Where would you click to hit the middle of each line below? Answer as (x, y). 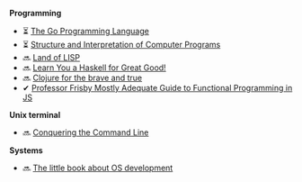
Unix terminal (35, 115)
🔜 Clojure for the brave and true (82, 77)
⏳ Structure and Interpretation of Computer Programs (121, 45)
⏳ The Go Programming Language (86, 31)
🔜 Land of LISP (51, 57)
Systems (26, 150)
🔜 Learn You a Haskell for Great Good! (94, 68)
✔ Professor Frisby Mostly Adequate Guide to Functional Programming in (157, 88)
